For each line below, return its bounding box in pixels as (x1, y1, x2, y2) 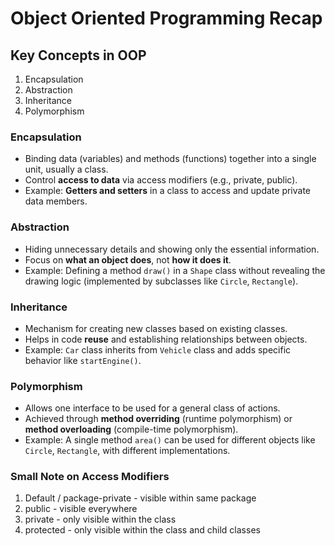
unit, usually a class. (24, 163, 109, 176)
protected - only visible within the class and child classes (24, 524, 261, 536)
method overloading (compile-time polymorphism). (24, 423, 239, 436)
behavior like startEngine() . (24, 354, 142, 366)
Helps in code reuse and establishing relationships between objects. (24, 333, 308, 345)
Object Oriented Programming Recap (10, 7, 323, 30)
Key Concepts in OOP (10, 47, 147, 64)
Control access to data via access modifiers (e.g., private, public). (24, 174, 298, 186)
